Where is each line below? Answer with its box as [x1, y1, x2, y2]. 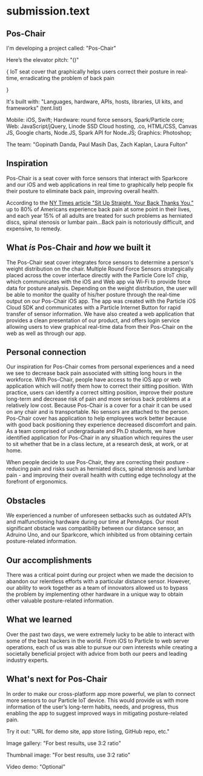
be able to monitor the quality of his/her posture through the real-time [6, 291, 181, 298]
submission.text [6, 4, 90, 18]
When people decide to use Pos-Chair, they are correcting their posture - [6, 459, 189, 466]
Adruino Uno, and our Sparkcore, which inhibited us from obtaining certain [6, 531, 193, 538]
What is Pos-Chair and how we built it [6, 243, 151, 253]
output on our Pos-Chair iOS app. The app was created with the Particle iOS [6, 297, 196, 305]
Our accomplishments [6, 555, 92, 565]
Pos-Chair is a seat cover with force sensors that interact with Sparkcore [6, 174, 188, 181]
